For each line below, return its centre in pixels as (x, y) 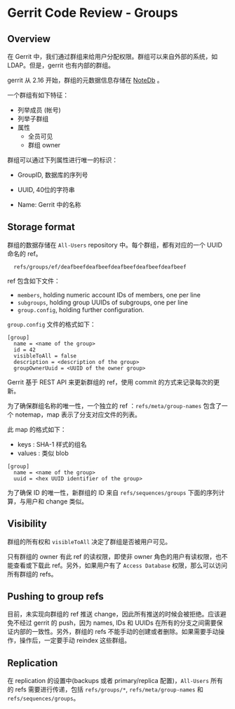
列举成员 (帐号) (39, 110)
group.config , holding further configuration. (81, 309)
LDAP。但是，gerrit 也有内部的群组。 (61, 65)
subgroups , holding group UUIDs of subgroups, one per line (102, 302)
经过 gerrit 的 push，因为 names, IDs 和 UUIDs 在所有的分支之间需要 (118, 623)
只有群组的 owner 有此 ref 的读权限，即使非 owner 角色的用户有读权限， (112, 556)
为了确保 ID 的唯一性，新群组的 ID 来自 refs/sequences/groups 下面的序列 (113, 492)
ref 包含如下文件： (34, 281)
